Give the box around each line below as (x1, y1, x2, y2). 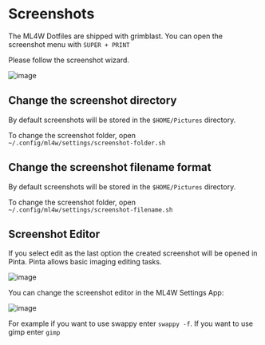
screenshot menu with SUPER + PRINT (8, 39, 130, 49)
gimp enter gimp (8, 327, 61, 337)
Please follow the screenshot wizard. (8, 55, 130, 65)
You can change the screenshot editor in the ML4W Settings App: (8, 288, 224, 298)
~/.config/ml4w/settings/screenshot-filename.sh (8, 205, 173, 214)
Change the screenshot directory (8, 93, 177, 108)
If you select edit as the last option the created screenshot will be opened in (8, 248, 258, 258)
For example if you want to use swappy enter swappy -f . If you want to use (8, 319, 254, 328)
